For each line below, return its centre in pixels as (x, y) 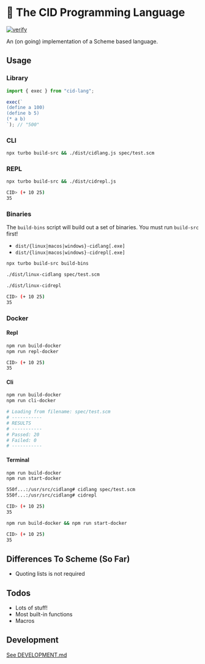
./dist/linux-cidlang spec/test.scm (53, 275)
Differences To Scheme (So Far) (68, 559)
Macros (25, 621)
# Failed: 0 (21, 440)
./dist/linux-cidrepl (34, 286)
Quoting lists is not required (50, 574)
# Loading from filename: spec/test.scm (59, 412)
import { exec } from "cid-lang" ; (50, 91)
